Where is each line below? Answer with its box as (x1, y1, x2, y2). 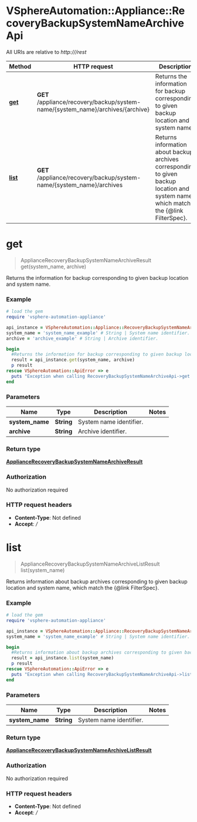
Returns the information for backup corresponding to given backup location (6, 274, 189, 281)
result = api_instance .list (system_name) (11, 655, 114, 661)
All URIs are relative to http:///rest (6, 48, 87, 55)
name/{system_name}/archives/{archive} (37, 105, 150, 113)
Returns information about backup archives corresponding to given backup (6, 578, 188, 585)
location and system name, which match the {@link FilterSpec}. (6, 584, 159, 591)
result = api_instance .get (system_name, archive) (11, 357, 135, 363)
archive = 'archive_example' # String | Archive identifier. (6, 336, 159, 341)
